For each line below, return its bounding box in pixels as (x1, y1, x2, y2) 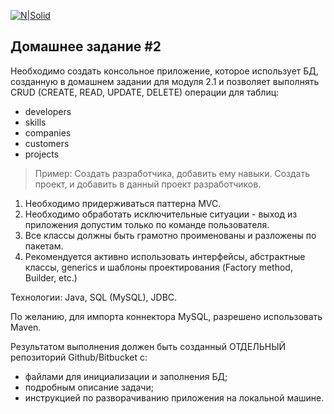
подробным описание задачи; (24, 381, 154, 393)
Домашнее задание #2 (10, 38, 162, 55)
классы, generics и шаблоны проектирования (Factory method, (24, 261, 293, 273)
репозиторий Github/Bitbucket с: (10, 351, 148, 363)
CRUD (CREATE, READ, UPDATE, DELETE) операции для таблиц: (10, 86, 280, 98)
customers (24, 137, 70, 149)
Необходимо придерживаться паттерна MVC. (24, 197, 222, 209)
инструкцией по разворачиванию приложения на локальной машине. (24, 391, 325, 404)
